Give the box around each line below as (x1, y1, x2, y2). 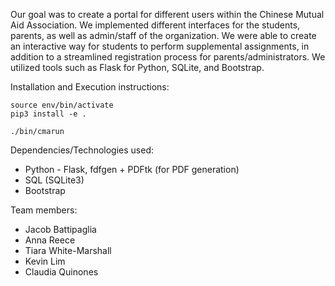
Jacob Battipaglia (24, 224, 97, 235)
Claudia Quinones (24, 266, 99, 278)
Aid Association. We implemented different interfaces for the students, (10, 19, 301, 31)
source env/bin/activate (10, 100, 114, 110)
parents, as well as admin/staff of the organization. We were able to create (10, 30, 317, 41)
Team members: (10, 204, 78, 216)
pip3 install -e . (10, 109, 87, 119)
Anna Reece (24, 234, 76, 246)
